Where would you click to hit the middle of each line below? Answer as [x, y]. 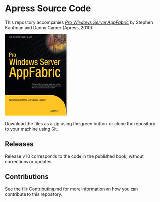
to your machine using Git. [32, 129]
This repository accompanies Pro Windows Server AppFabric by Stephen [79, 22]
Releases [19, 144]
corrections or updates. [29, 161]
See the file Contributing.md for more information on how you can [72, 189]
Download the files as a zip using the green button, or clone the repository [80, 123]
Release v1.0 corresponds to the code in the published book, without [74, 156]
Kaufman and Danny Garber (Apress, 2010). [49, 27]
